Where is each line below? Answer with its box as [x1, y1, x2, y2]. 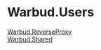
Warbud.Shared [7, 35, 53, 43]
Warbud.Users [7, 4, 95, 20]
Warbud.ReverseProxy [7, 27, 72, 36]
